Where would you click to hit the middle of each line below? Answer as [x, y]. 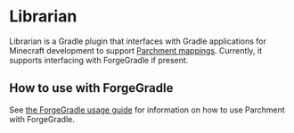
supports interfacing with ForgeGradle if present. [99, 60]
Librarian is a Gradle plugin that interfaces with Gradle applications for [138, 41]
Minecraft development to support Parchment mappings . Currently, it [136, 50]
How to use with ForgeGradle [91, 88]
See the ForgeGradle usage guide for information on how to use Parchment [147, 110]
